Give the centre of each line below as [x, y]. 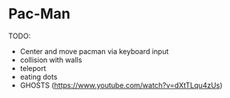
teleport [33, 68]
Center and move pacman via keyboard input [94, 51]
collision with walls [51, 60]
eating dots [38, 76]
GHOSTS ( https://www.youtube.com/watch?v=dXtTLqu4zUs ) [121, 85]
